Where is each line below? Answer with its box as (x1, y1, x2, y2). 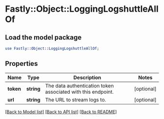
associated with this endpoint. (45, 88, 114, 95)
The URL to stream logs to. (45, 96, 106, 103)
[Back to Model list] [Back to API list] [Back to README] (5, 109, 117, 115)
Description (73, 74, 102, 81)
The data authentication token (45, 82, 114, 89)
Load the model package (5, 33, 82, 41)
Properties (5, 59, 38, 68)
